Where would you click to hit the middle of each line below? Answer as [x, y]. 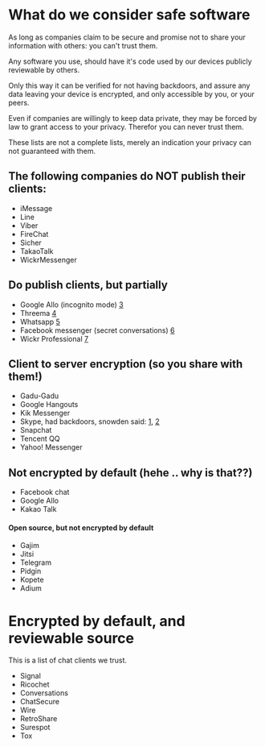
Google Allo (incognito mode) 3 [71, 305]
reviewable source [71, 638]
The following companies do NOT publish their [127, 176]
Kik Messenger [45, 413]
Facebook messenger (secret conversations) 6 [97, 330]
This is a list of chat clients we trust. [67, 660]
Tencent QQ [40, 439]
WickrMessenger [49, 259]
